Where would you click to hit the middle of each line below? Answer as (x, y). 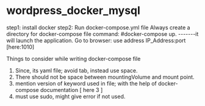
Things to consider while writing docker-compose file (74, 58)
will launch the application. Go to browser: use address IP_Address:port (96, 40)
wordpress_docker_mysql (73, 11)
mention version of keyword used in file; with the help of (86, 83)
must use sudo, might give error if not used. (70, 96)
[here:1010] (20, 47)
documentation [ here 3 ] (71, 90)
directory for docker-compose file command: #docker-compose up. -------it (103, 34)
